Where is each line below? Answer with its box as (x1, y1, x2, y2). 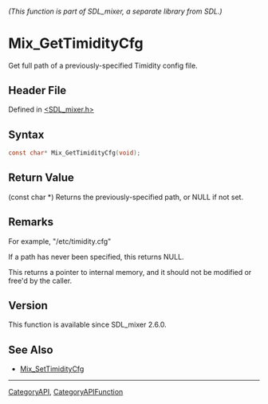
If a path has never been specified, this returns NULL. (8, 252, 185, 261)
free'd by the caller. (8, 276, 73, 285)
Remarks (8, 215, 54, 229)
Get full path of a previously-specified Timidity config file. (8, 61, 198, 70)
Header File (8, 84, 67, 97)
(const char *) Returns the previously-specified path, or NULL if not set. (8, 192, 244, 202)
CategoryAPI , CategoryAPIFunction (8, 387, 124, 397)
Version (8, 299, 48, 312)
